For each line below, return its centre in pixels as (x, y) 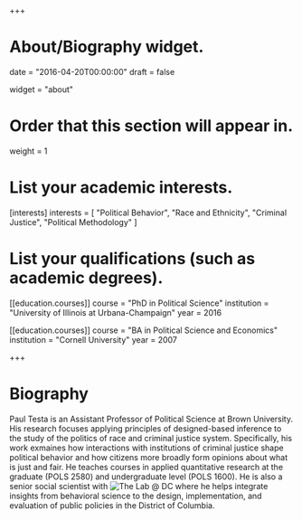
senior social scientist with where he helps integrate (139, 486)
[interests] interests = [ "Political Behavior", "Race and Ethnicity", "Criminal (148, 213)
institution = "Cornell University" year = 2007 (94, 339)
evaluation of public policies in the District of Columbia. (112, 505)
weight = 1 (28, 151)
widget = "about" (42, 89)
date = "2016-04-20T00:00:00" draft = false (92, 71)
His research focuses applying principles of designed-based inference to (146, 428)
